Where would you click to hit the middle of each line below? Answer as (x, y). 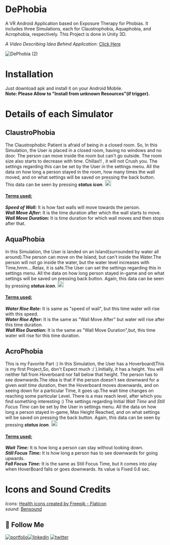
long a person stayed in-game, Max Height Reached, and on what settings (83, 412)
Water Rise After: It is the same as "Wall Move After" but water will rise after (85, 320)
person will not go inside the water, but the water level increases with (77, 262)
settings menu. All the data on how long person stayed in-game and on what (85, 273)
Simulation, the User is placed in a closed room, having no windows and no (83, 150)
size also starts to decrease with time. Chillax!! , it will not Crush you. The (81, 161)
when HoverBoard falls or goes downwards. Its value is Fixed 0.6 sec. (78, 469)
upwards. (15, 458)
